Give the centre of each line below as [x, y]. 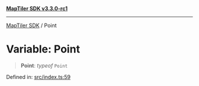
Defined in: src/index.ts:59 [38, 77]
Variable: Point [43, 49]
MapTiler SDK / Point [32, 25]
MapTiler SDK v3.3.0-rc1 [37, 9]
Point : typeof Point [44, 65]
